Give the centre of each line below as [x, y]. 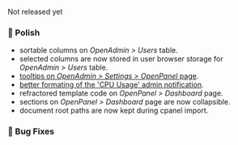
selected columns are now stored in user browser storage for [121, 59]
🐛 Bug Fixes [31, 131]
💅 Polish [24, 32]
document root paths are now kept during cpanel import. [114, 111]
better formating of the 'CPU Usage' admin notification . [111, 85]
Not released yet [35, 12]
